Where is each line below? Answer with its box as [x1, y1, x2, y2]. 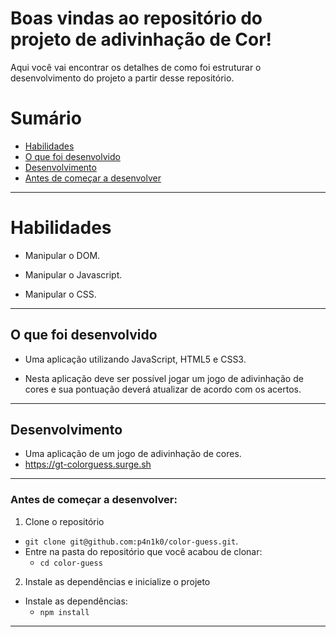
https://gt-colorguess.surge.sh [24, 458, 152, 471]
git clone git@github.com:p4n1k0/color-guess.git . [24, 535, 239, 547]
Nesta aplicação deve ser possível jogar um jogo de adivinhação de [24, 372, 304, 384]
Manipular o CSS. [24, 288, 97, 300]
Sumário [10, 107, 82, 130]
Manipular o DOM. [24, 249, 101, 261]
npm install [39, 607, 90, 617]
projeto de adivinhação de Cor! [10, 28, 273, 51]
